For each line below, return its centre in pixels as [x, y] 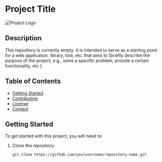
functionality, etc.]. [24, 65]
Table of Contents [33, 81]
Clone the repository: [34, 146]
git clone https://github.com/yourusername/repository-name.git [79, 155]
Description [23, 38]
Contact [20, 109]
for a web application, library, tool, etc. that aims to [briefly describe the [78, 55]
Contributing [25, 98]
